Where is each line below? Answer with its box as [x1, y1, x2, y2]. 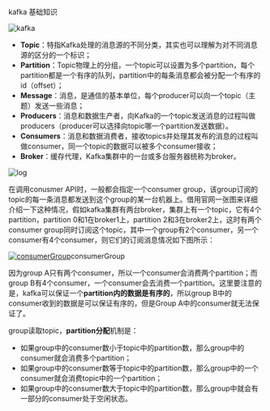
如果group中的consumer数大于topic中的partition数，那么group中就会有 [19, 383, 259, 393]
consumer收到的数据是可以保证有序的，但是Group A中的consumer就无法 [8, 298, 253, 308]
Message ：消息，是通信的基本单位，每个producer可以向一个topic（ [19, 91, 249, 100]
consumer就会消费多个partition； [19, 353, 132, 362]
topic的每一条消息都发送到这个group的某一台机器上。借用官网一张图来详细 [8, 195, 258, 204]
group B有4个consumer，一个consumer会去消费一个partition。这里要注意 [8, 278, 255, 288]
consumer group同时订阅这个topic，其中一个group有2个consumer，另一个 [8, 225, 259, 234]
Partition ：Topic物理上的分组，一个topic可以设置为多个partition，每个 [19, 60, 255, 70]
